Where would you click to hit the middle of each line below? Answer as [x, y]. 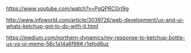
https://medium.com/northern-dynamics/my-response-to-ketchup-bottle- [95, 37]
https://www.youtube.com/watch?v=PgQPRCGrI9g [68, 9]
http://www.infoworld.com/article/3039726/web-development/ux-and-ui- [95, 20]
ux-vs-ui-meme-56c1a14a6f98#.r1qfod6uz [58, 44]
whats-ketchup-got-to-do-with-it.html [52, 26]
